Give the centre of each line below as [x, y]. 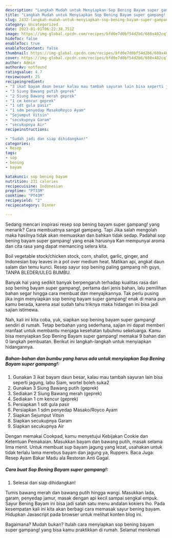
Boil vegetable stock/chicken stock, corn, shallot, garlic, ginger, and [77, 256]
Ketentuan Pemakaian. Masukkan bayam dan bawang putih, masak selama [84, 441]
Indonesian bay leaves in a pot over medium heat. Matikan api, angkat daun [85, 261]
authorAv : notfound [26, 67]
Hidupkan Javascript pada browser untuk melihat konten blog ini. [74, 514]
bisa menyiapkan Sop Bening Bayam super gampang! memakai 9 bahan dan [85, 336]
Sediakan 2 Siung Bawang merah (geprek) [57, 393]
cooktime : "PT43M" [25, 196]
